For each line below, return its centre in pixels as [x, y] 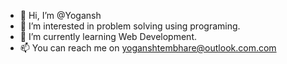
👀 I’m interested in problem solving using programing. [130, 26]
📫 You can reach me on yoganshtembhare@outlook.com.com [148, 48]
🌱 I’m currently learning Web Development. [108, 36]
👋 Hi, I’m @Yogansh [60, 15]
